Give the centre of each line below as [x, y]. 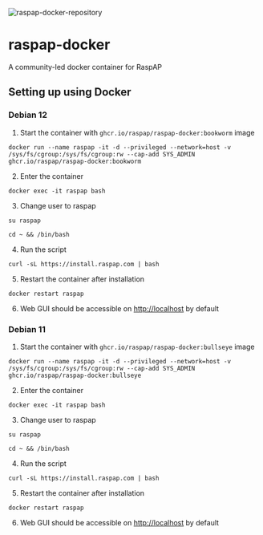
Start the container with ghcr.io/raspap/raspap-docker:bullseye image [137, 347]
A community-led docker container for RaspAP [85, 67]
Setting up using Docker [70, 92]
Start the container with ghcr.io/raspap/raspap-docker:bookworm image [137, 132]
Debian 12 [28, 115]
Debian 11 [27, 329]
